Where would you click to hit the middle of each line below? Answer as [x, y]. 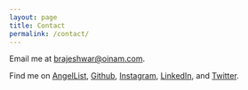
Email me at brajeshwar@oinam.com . [77, 59]
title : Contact [37, 26]
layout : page [33, 17]
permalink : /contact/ [49, 34]
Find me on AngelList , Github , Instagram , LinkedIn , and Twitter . [124, 76]
